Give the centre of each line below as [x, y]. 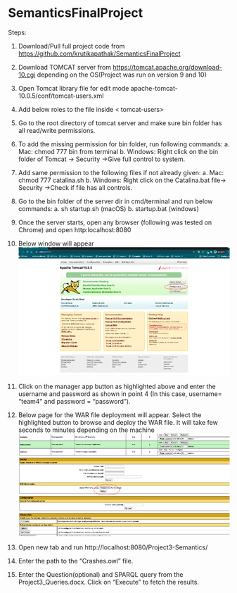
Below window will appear [56, 243]
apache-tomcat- [154, 88]
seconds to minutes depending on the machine [87, 430]
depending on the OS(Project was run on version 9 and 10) [122, 75]
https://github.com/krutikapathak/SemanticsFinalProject [100, 53]
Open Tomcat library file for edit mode [73, 88]
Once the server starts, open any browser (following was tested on [115, 222]
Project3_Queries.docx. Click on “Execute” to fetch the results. [109, 582]
